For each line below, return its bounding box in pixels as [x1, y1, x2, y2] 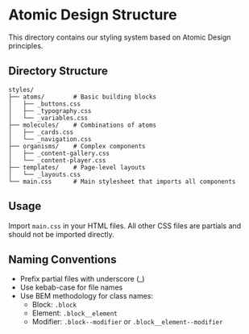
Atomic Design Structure [8, 6, 177, 24]
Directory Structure [8, 65, 109, 78]
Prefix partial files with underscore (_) [19, 274, 145, 284]
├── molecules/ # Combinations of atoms [8, 121, 157, 129]
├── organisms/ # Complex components [8, 142, 147, 150]
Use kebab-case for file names [19, 282, 123, 292]
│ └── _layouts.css [8, 170, 81, 178]
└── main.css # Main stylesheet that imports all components [8, 177, 236, 186]
